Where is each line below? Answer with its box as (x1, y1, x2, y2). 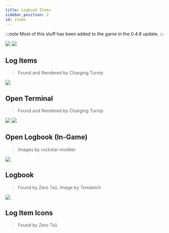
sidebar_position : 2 (5, 12, 49, 17)
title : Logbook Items (5, 7, 51, 13)
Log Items (5, 56, 38, 65)
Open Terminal (5, 94, 53, 102)
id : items (5, 17, 26, 22)
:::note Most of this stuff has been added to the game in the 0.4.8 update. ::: (5, 31, 164, 37)
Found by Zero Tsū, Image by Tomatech (17, 184, 102, 190)
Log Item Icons (5, 209, 53, 217)
